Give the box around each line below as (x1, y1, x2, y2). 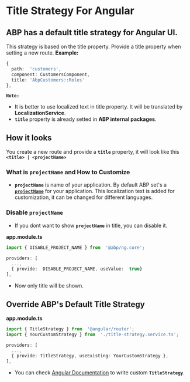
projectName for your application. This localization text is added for (14, 188, 175, 195)
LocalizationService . (14, 110, 66, 117)
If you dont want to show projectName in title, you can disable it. (14, 222, 168, 229)
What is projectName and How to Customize (6, 168, 130, 177)
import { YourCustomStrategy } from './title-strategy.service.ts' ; (6, 332, 179, 337)
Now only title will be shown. (14, 282, 84, 289)
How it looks (6, 133, 52, 143)
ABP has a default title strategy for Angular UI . (6, 28, 178, 38)
